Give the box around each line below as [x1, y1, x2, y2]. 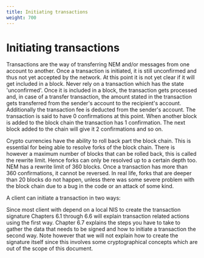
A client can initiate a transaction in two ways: [6, 194, 121, 201]
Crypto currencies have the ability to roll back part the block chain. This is [6, 138, 191, 145]
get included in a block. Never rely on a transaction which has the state [6, 80, 184, 88]
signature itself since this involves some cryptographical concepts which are [6, 239, 198, 246]
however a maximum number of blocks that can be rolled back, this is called [6, 150, 197, 158]
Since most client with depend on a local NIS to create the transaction [6, 206, 181, 214]
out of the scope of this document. [6, 245, 93, 253]
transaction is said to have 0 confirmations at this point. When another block [6, 113, 197, 120]
